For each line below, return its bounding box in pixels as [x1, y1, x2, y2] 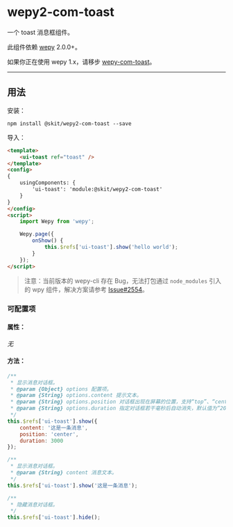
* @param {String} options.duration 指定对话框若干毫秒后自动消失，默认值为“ [10, 405, 221, 412]
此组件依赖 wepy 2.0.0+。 [7, 42, 81, 51]
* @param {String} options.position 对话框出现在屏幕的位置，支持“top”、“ [10, 398, 216, 405]
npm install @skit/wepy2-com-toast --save [7, 120, 132, 127]
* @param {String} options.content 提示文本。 [10, 392, 142, 399]
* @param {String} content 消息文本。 [10, 469, 117, 476]
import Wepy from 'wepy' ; [19, 218, 95, 225]
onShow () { [32, 237, 64, 244]
